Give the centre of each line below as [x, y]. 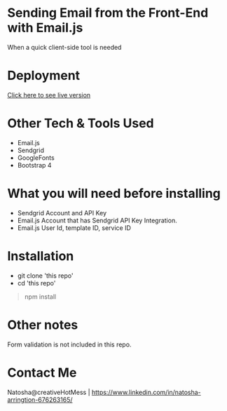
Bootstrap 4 [34, 165]
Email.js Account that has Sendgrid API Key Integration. [97, 220]
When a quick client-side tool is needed [64, 47]
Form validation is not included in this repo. [69, 344]
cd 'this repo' [36, 283]
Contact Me [42, 372]
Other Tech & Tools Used [81, 123]
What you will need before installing [114, 194]
